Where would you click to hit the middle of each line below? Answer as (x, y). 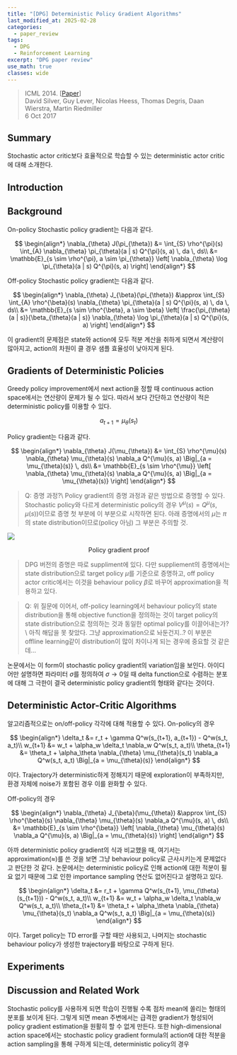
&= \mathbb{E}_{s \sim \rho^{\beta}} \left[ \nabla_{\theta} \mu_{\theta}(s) (119, 827)
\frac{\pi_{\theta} (206, 310)
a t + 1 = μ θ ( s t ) (119, 421)
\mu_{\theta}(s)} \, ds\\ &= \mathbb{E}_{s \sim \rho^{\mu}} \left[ (119, 466)
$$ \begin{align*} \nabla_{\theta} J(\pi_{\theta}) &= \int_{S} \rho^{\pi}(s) (119, 243)
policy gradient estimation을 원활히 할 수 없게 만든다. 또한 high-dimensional (114, 1026)
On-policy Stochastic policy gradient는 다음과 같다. (80, 229)
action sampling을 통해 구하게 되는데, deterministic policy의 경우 (98, 1044)
